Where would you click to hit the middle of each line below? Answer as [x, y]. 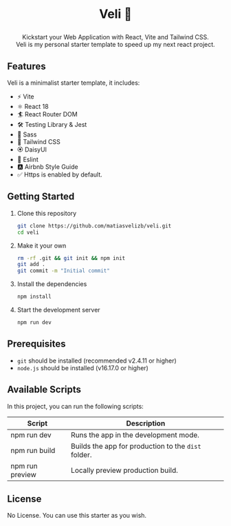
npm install [34, 297]
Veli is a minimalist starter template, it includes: [74, 83]
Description [146, 423]
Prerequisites [36, 344]
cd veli [28, 232]
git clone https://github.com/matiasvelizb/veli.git [94, 226]
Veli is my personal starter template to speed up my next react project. [115, 45]
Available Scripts [44, 390]
